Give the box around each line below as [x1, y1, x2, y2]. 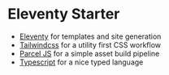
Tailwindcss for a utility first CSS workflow [19, 40, 162, 49]
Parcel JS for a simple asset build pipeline [19, 48, 160, 58]
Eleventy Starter [7, 5, 120, 23]
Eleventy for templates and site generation [19, 31, 162, 41]
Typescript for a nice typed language [19, 57, 144, 67]
